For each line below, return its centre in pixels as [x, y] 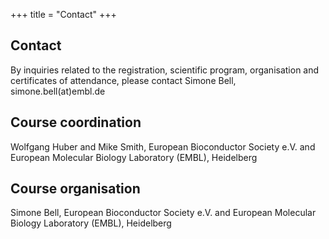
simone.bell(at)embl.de [58, 91]
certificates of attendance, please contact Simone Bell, [123, 80]
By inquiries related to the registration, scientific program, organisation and [165, 70]
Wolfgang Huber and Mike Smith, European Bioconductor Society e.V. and [163, 146]
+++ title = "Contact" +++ [63, 14]
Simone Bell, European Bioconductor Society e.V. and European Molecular [163, 213]
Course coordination [76, 122]
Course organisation [75, 189]
